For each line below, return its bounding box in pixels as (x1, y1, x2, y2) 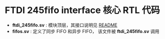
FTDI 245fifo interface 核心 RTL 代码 (5, 4, 160, 16)
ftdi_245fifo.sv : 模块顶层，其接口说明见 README (12, 22, 118, 28)
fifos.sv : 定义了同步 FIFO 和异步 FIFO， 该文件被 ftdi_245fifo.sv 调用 (12, 28, 159, 34)
